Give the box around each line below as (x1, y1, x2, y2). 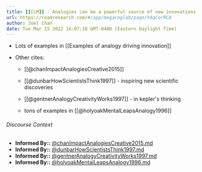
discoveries (24, 84, 53, 91)
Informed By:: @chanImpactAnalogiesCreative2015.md (15, 139, 153, 147)
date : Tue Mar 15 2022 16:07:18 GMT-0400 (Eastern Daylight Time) (6, 25, 177, 32)
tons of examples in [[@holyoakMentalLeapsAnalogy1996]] (24, 107, 172, 115)
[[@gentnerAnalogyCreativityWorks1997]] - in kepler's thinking (24, 95, 181, 103)
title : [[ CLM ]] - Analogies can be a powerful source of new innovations (6, 8, 197, 15)
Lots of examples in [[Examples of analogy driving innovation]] (15, 42, 171, 49)
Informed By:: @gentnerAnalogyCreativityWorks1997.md (15, 152, 157, 160)
